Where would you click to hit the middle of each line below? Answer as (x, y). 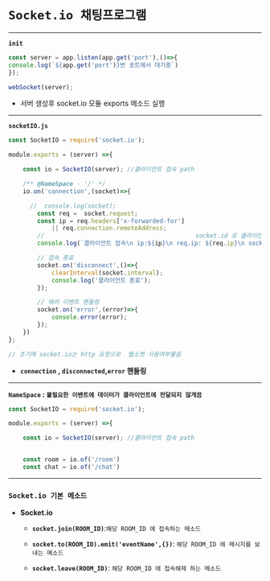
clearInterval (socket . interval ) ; (107, 273)
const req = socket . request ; (88, 213)
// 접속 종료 (55, 258)
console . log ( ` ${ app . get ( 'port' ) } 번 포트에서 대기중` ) (94, 65)
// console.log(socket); (73, 206)
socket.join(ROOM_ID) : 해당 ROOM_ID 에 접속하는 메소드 (116, 529)
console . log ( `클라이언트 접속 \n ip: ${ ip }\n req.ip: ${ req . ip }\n (141, 243)
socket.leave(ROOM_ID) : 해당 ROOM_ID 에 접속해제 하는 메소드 (127, 568)
